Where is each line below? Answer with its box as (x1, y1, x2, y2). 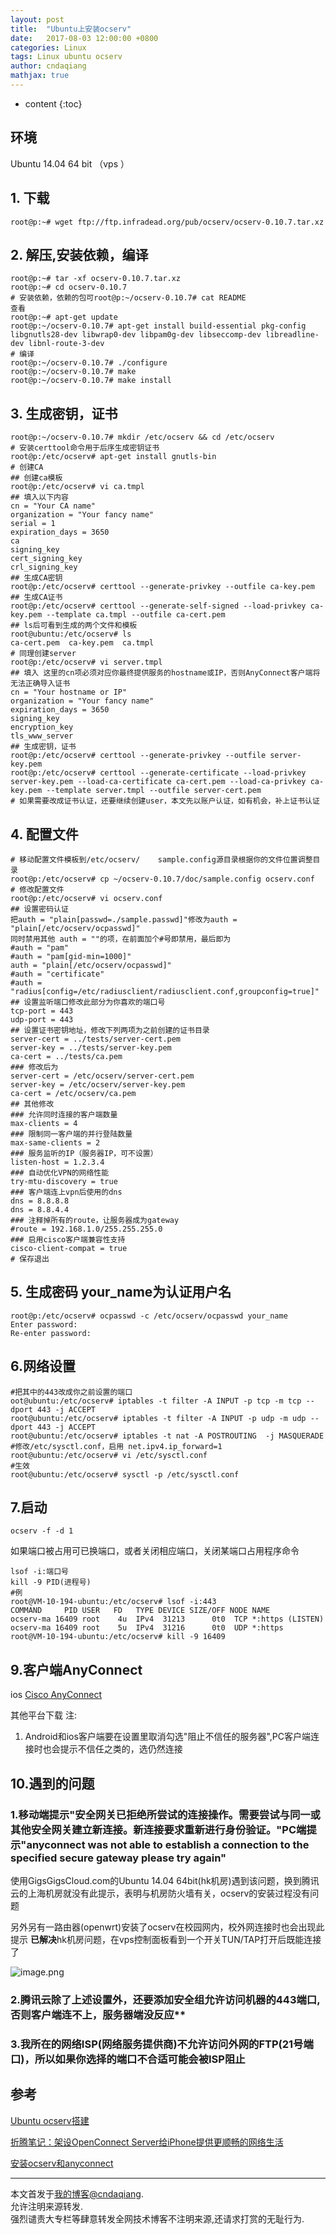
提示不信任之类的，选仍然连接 (59, 1743, 183, 1755)
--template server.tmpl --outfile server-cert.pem (46, 786, 262, 796)
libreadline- (265, 330, 320, 340)
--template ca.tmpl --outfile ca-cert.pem (46, 610, 226, 620)
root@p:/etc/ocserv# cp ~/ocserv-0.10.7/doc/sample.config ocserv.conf (10, 874, 315, 884)
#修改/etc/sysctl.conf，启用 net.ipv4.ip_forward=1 (10, 1441, 223, 1451)
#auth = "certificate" (10, 969, 105, 979)
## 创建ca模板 (10, 473, 63, 483)
